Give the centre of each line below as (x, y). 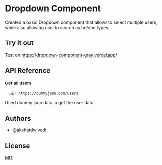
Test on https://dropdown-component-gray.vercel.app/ (61, 55)
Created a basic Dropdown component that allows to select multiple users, (81, 22)
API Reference (28, 70)
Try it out (19, 43)
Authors (18, 118)
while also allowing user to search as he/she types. (57, 27)
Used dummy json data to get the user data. (50, 103)
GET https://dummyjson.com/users (44, 94)
